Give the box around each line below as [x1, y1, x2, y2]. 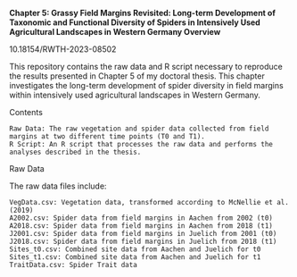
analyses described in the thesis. [9, 147, 142, 156]
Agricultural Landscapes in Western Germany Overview [9, 27, 221, 37]
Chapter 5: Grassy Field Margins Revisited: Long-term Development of [9, 8, 276, 18]
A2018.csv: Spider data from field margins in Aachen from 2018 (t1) [9, 222, 274, 231]
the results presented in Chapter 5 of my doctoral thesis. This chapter [9, 71, 265, 81]
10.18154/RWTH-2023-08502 [9, 44, 117, 55]
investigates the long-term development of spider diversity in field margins [9, 80, 284, 90]
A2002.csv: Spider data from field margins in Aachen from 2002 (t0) [9, 214, 274, 222]
